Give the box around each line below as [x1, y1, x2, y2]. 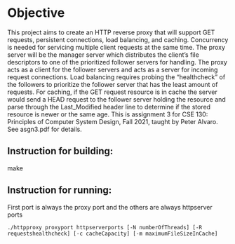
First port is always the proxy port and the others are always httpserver [7, 203, 213, 211]
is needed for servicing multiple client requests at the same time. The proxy [7, 43, 226, 51]
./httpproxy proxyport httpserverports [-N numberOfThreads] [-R [7, 224, 202, 231]
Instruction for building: [7, 145, 114, 157]
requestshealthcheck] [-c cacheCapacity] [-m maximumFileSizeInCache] [7, 230, 218, 237]
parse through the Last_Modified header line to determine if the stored [7, 102, 211, 111]
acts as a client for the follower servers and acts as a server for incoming [7, 65, 218, 74]
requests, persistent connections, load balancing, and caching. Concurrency [7, 35, 229, 43]
